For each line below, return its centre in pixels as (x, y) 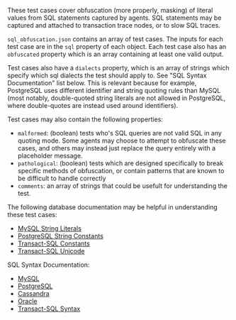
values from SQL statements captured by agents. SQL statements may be (114, 18)
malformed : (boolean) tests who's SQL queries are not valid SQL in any (119, 133)
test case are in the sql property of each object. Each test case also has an (117, 46)
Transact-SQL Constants (54, 243)
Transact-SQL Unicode (51, 251)
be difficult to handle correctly (62, 178)
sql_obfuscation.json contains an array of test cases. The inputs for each (115, 39)
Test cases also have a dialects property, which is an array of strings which (118, 68)
